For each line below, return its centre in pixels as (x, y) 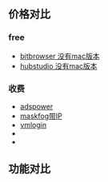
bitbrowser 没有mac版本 (60, 56)
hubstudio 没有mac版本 (58, 65)
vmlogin (33, 125)
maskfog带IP (41, 116)
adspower (36, 106)
